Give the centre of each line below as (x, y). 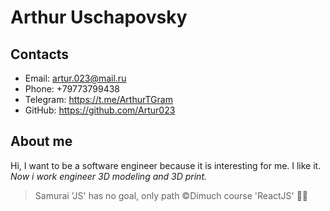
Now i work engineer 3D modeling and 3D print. (109, 176)
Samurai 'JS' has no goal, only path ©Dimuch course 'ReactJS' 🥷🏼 (171, 195)
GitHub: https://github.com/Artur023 (100, 110)
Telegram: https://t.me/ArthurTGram (98, 99)
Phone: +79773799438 (72, 89)
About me (41, 141)
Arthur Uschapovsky (99, 17)
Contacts (40, 54)
